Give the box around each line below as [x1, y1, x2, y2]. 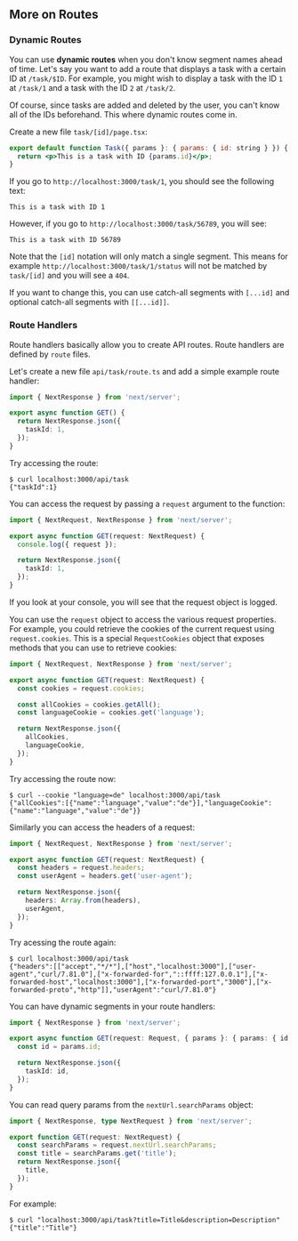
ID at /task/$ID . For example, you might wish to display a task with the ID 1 [9, 73, 283, 84]
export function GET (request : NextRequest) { [9, 1132, 181, 1141]
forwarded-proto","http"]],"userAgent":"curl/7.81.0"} [9, 985, 217, 995]
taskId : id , [25, 1067, 69, 1076]
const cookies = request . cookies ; [17, 684, 145, 693]
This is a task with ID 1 [9, 203, 105, 212]
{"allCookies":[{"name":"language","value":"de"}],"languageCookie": [9, 798, 273, 808]
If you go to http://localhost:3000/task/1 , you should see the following [9, 176, 275, 187]
